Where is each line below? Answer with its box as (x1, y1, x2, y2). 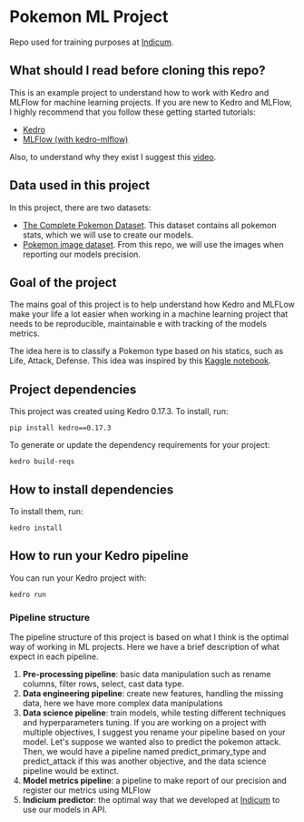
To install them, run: (9, 506, 83, 516)
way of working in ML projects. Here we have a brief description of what (9, 642, 279, 653)
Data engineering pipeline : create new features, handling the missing (22, 688, 284, 699)
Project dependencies (9, 381, 137, 397)
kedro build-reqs (9, 457, 75, 466)
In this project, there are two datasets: (9, 202, 152, 213)
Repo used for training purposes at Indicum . (9, 36, 174, 47)
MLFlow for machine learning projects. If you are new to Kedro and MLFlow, (9, 96, 292, 107)
